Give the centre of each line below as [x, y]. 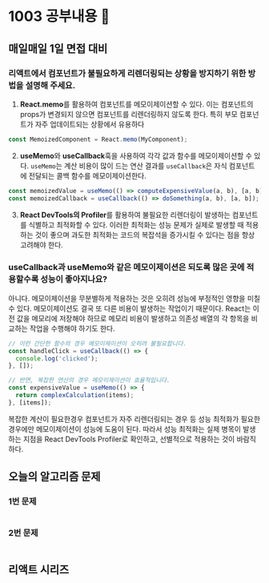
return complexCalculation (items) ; [75, 396]
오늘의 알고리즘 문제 [54, 477]
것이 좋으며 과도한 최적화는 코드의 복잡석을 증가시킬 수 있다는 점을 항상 [145, 235]
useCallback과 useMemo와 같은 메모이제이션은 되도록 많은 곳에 [126, 267]
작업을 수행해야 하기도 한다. [72, 328]
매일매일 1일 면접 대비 [58, 48]
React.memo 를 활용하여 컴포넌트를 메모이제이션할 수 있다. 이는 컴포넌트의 [137, 104]
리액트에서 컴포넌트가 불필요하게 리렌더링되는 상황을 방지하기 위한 [127, 73]
